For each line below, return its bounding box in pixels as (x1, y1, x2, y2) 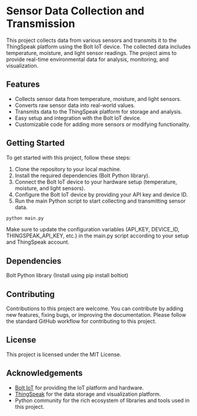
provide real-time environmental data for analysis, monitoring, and (6, 56, 169, 63)
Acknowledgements (6, 368, 83, 378)
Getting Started (6, 138, 65, 148)
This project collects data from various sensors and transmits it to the (6, 36, 177, 44)
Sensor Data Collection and (6, 4, 144, 18)
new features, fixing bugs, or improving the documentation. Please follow (6, 311, 186, 319)
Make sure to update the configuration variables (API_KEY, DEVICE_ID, (6, 226, 180, 233)
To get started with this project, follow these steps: (6, 154, 131, 161)
